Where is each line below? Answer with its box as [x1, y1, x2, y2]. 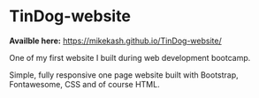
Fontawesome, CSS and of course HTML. [9, 79, 161, 89]
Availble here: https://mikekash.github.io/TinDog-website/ [9, 35, 223, 46]
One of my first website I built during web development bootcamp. [9, 52, 251, 63]
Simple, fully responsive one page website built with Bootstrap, [9, 69, 239, 80]
